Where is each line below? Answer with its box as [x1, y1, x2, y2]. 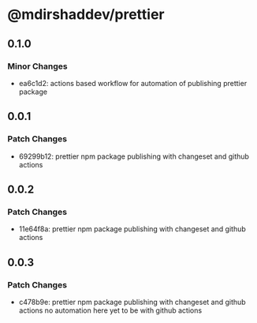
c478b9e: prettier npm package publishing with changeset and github [18, 297, 246, 306]
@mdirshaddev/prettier [7, 6, 165, 24]
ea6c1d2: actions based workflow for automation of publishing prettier [18, 78, 248, 88]
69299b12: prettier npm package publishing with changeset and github [18, 152, 250, 161]
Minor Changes [7, 61, 68, 72]
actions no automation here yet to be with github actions [18, 306, 203, 315]
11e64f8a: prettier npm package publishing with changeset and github [18, 224, 246, 234]
